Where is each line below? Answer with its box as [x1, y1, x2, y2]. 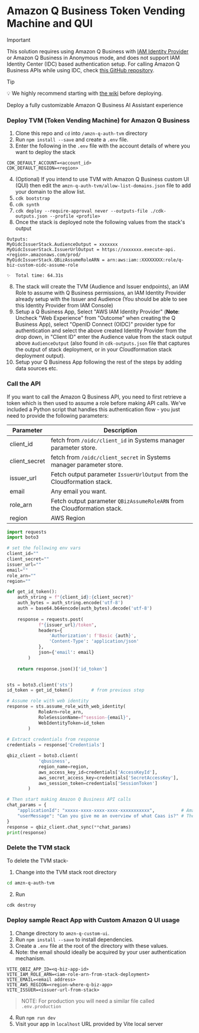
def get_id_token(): [6, 589, 58, 595]
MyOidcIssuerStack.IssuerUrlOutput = [6, 247, 100, 253]
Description [103, 426, 138, 434]
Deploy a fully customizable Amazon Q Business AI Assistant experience [6, 101, 184, 108]
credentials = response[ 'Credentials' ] [6, 742, 105, 748]
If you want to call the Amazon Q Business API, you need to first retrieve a [6, 393, 187, 400]
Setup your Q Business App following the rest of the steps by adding [15, 358, 182, 365]
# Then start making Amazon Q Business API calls [6, 797, 132, 803]
